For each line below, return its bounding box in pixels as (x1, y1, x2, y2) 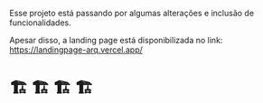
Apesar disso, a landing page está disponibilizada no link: (9, 35, 223, 45)
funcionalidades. (9, 17, 72, 28)
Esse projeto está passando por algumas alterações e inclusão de (9, 8, 255, 18)
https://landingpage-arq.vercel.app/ (9, 44, 143, 55)
